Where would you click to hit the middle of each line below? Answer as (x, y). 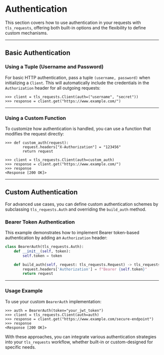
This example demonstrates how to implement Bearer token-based (72, 233)
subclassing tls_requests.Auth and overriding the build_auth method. (76, 209)
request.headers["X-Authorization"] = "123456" (72, 147)
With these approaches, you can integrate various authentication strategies (81, 336)
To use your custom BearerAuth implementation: (53, 301)
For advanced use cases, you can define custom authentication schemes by (82, 204)
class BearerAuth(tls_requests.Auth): (44, 247)
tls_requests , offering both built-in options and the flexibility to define (76, 27)
